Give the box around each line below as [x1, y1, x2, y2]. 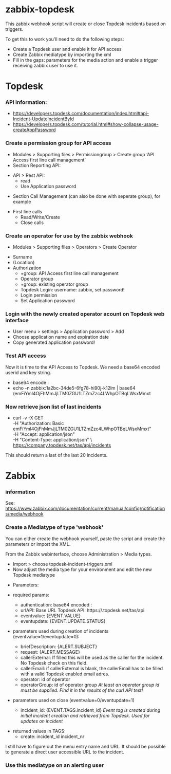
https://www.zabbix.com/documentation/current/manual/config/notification [5, 505, 165, 512]
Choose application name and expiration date [12, 334, 109, 340]
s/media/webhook [5, 511, 44, 517]
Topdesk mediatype [12, 572, 55, 578]
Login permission [20, 292, 58, 299]
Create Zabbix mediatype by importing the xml [12, 51, 111, 58]
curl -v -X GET [12, 415, 44, 421]
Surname [12, 254, 32, 260]
